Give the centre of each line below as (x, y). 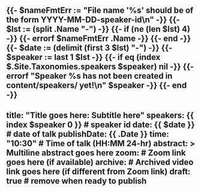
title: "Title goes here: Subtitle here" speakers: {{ (100, 115)
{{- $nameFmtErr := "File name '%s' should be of (100, 10)
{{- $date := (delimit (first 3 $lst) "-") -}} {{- (89, 48)
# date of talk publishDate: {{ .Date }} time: (88, 134)
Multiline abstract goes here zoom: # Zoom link (96, 153)
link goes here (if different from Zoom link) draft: (98, 171)
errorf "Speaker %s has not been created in (89, 76)
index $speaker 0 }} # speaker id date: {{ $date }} (100, 124)
